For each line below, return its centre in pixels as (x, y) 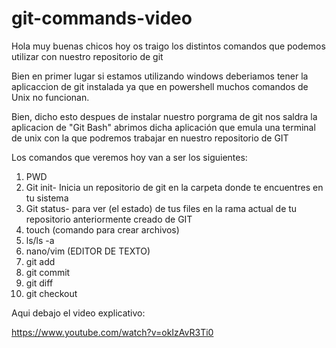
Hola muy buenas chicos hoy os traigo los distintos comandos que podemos (168, 46)
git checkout (51, 293)
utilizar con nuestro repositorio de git (87, 56)
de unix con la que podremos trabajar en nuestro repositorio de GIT (150, 138)
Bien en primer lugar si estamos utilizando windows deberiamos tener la (160, 76)
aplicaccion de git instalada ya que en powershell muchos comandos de (160, 86)
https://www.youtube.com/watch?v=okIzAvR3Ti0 (112, 332)
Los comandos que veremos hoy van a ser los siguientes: (129, 157)
